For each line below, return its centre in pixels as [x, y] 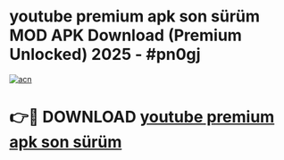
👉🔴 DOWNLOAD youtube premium [142, 117]
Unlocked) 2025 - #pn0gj [105, 55]
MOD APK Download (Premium [126, 35]
